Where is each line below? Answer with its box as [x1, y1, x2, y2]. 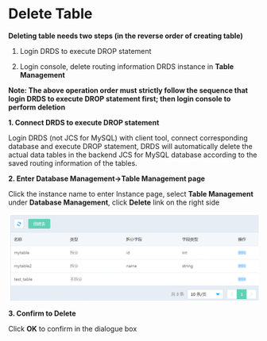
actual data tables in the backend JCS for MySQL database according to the [8, 150, 257, 159]
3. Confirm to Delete [8, 308, 77, 318]
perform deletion [8, 102, 66, 112]
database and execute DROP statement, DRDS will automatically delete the [8, 141, 253, 151]
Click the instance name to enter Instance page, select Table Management [8, 189, 254, 198]
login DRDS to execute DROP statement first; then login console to [8, 94, 231, 103]
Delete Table [8, 5, 93, 23]
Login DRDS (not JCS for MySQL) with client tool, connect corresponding [8, 132, 248, 143]
